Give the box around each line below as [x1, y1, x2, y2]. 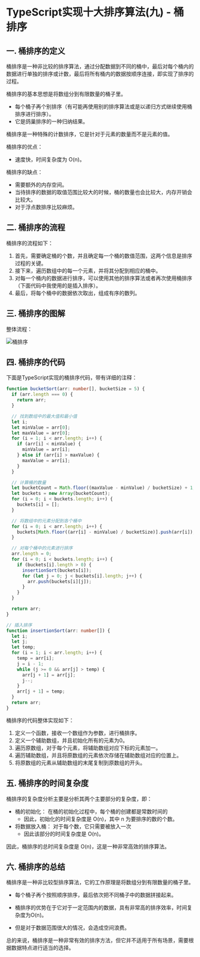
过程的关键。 [14, 260, 46, 267]
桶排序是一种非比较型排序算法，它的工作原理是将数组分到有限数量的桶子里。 [6, 879, 194, 886]
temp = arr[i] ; [17, 656, 55, 662]
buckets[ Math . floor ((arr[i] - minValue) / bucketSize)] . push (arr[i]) [17, 529, 193, 535]
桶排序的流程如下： [6, 239, 54, 247]
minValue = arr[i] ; [21, 447, 70, 453]
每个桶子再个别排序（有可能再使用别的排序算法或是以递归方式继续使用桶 [14, 103, 192, 110]
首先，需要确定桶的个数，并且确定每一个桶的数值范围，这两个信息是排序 [14, 252, 192, 259]
